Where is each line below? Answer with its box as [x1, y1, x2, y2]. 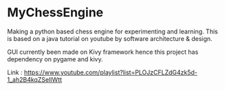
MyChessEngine [7, 5, 104, 20]
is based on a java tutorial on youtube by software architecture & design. [7, 34, 213, 42]
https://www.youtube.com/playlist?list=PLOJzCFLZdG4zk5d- [23, 68, 198, 76]
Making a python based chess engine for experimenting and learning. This [7, 27, 218, 35]
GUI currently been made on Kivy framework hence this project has [7, 48, 199, 56]
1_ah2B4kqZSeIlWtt [7, 75, 62, 83]
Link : [7, 68, 23, 76]
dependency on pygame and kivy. [7, 55, 103, 63]
